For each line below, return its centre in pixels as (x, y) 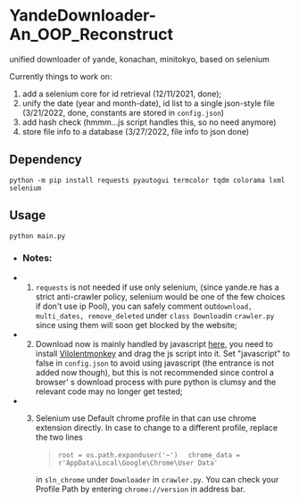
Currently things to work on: (61, 76)
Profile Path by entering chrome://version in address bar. (140, 489)
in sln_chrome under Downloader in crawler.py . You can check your (157, 479)
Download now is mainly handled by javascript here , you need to (154, 343)
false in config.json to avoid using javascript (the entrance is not (155, 363)
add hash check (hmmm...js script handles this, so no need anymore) (149, 122)
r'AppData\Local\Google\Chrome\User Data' (138, 463)
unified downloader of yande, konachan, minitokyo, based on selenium (140, 59)
